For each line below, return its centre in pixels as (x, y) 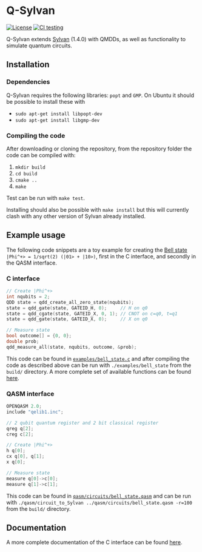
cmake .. (26, 180)
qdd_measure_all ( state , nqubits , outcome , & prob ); (72, 347)
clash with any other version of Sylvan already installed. (76, 216)
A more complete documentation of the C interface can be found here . (94, 542)
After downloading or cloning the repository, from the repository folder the (99, 149)
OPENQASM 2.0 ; (24, 406)
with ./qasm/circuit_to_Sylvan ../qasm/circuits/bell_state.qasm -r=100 (99, 502)
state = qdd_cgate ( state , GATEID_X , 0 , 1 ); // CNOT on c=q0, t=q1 (92, 314)
